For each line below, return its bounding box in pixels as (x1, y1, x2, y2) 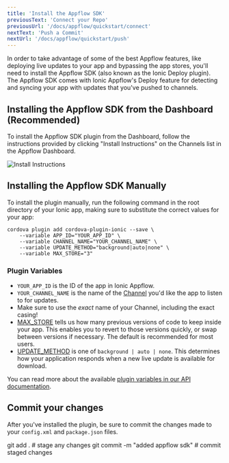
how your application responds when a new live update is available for (16, 355, 215, 363)
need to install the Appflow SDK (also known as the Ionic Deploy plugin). (7, 69, 211, 78)
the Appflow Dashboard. (7, 147, 77, 155)
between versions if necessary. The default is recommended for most (16, 333, 214, 341)
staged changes (7, 448, 53, 456)
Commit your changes (7, 402, 104, 414)
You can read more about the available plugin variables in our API (7, 375, 191, 383)
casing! (16, 311, 38, 319)
